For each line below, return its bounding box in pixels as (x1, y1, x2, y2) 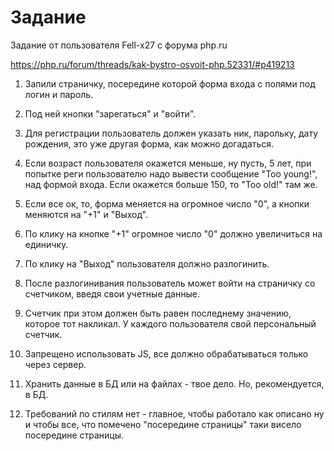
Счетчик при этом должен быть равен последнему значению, (24, 307, 292, 319)
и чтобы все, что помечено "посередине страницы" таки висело (24, 418, 302, 430)
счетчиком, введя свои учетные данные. (24, 287, 200, 300)
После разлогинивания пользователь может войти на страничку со (24, 277, 316, 289)
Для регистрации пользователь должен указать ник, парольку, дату (24, 127, 319, 139)
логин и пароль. (24, 88, 94, 100)
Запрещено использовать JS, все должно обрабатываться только (24, 347, 309, 360)
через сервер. (24, 358, 87, 370)
